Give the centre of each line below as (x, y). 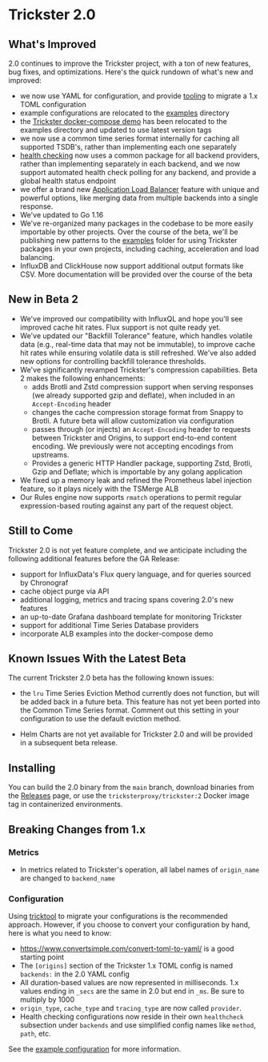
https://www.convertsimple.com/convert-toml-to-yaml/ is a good (127, 948)
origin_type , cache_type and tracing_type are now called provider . (131, 1008)
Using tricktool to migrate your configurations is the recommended (118, 916)
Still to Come (41, 531)
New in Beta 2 (43, 299)
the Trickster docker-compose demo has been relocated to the (124, 121)
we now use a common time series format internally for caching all (130, 138)
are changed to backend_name (68, 878)
